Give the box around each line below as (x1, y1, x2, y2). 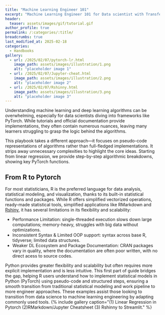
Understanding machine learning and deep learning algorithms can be (5, 108, 147, 114)
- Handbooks (9, 48, 34, 53)
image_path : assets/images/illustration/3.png (14, 89, 111, 94)
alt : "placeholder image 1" (14, 67, 71, 72)
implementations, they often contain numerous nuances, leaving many (5, 123, 147, 129)
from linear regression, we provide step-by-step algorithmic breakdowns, (5, 153, 154, 160)
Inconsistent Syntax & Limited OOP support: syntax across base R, (12, 232, 147, 238)
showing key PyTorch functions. (5, 159, 70, 165)
